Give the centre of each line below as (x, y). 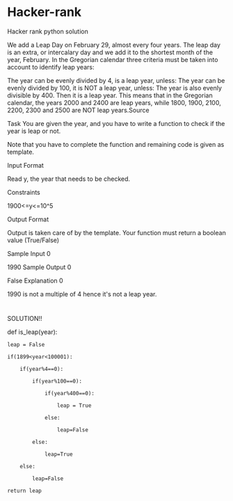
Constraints (24, 192)
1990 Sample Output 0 (39, 267)
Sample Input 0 (29, 253)
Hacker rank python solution (48, 31)
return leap (24, 491)
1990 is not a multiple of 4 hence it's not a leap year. (82, 294)
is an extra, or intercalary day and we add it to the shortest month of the (110, 52)
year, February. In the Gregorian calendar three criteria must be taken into (113, 59)
